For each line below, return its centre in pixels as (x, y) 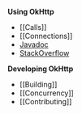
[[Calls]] (33, 27)
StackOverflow (44, 53)
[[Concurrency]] (46, 93)
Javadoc (34, 44)
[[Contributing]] (45, 101)
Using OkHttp (31, 12)
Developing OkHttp (41, 69)
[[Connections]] (46, 36)
